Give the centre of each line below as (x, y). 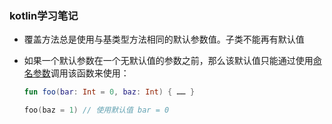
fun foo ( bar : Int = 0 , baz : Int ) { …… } (109, 92)
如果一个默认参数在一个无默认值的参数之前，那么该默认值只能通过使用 (168, 61)
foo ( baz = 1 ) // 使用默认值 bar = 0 (96, 110)
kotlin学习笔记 (44, 15)
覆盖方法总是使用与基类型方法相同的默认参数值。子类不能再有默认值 (164, 39)
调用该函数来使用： (90, 73)
